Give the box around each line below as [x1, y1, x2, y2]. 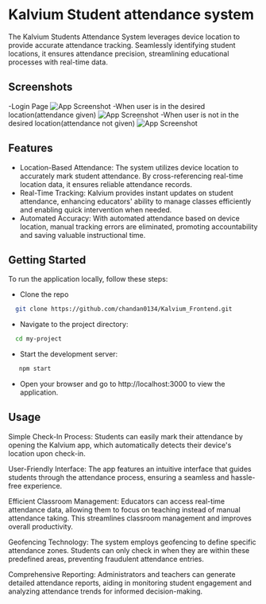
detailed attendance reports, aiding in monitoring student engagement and [8, 578, 252, 587]
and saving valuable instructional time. [19, 230, 146, 240]
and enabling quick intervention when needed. [19, 205, 172, 214]
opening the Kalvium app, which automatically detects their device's [8, 440, 232, 450]
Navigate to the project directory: [19, 320, 129, 329]
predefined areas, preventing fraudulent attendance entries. [8, 554, 205, 563]
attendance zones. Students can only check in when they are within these [8, 545, 250, 555]
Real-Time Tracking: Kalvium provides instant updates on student [19, 188, 234, 197]
